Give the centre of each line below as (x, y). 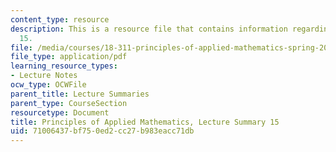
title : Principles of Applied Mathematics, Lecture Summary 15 (145, 122)
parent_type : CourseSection (69, 103)
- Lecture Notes (44, 76)
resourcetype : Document (60, 112)
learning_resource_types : (64, 66)
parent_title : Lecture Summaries (80, 94)
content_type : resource (60, 19)
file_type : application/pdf (69, 57)
